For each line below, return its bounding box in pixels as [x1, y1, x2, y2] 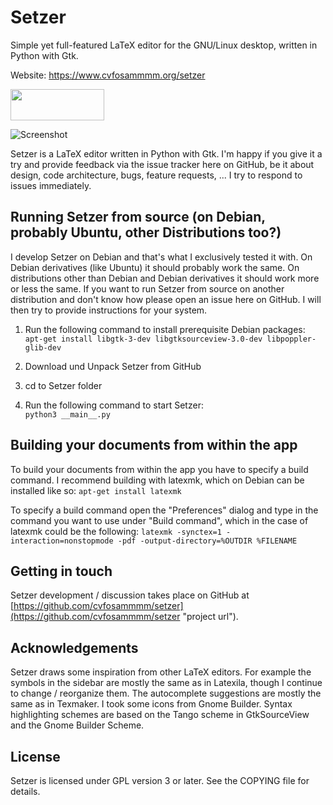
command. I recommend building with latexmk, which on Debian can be [10, 474, 305, 486]
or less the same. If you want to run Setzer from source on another [10, 282, 285, 295]
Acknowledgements [10, 639, 139, 656]
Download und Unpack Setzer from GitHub [24, 360, 202, 372]
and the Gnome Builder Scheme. [10, 719, 145, 731]
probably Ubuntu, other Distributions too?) [10, 224, 282, 241]
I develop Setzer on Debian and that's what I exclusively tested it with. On [10, 251, 313, 263]
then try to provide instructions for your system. [10, 304, 208, 316]
